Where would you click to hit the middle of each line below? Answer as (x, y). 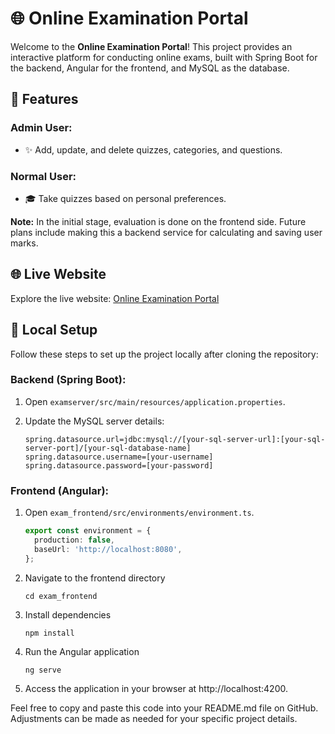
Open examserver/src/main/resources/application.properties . (155, 401)
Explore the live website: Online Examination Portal (115, 298)
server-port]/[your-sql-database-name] (108, 448)
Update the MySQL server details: (94, 421)
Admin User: (41, 128)
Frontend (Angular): (60, 490)
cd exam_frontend (61, 596)
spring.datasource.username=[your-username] (119, 457)
